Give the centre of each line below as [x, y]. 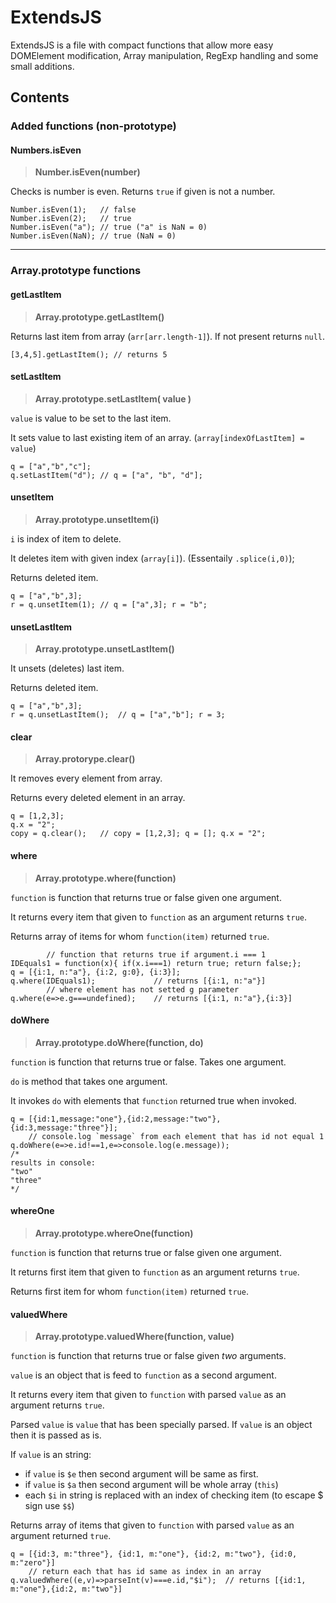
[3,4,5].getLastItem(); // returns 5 [89, 354]
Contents [40, 97]
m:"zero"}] [33, 1563]
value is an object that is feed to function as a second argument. [143, 1375]
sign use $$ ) [49, 1506]
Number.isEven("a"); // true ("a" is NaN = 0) [109, 227]
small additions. [42, 66]
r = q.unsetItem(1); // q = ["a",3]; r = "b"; [109, 604]
